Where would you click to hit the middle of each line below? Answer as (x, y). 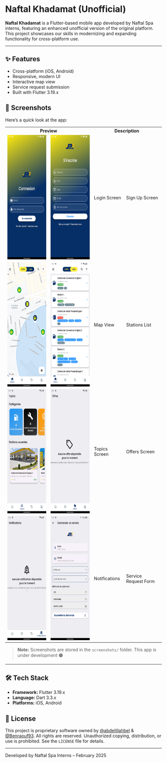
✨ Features (23, 59)
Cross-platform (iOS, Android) (43, 71)
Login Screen (107, 198)
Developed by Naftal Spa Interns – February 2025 (56, 756)
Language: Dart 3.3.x (34, 698)
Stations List (139, 325)
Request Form (140, 581)
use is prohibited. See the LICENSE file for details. (55, 741)
